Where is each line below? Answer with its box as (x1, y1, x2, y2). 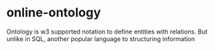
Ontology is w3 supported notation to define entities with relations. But (6, 27, 208, 36)
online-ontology (6, 5, 102, 21)
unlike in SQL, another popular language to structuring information (6, 34, 195, 42)
